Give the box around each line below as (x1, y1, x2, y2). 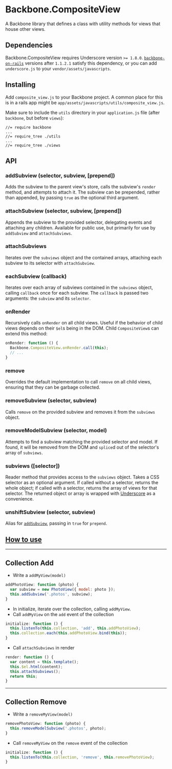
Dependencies (5, 41, 53, 50)
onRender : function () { (5, 340, 58, 346)
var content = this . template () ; (10, 659, 79, 664)
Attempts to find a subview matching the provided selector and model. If (5, 438, 158, 445)
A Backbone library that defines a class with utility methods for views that (5, 21, 161, 27)
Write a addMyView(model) (12, 572, 66, 579)
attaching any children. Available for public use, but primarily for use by (5, 224, 156, 230)
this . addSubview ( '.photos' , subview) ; (10, 591, 93, 597)
